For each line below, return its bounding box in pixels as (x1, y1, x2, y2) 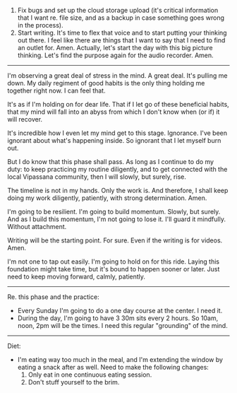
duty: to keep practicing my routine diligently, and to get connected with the (7, 165, 228, 173)
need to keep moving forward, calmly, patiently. (7, 272, 146, 281)
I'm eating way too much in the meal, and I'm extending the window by (17, 356, 224, 363)
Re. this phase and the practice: (7, 293, 100, 301)
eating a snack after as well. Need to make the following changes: (17, 363, 209, 371)
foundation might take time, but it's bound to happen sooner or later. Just (7, 265, 220, 273)
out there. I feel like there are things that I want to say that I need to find (17, 36, 226, 45)
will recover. (7, 115, 43, 123)
